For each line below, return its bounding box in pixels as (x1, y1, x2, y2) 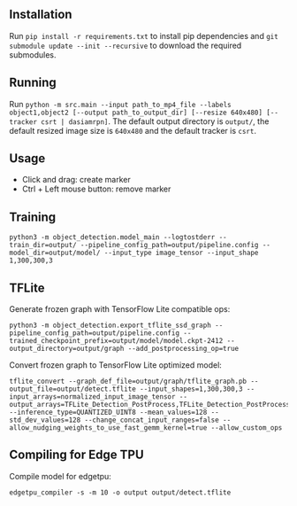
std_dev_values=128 (9, 416, 81, 424)
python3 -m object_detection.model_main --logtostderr (9, 233, 216, 242)
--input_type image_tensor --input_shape (103, 248, 259, 258)
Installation (9, 7, 72, 22)
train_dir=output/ (9, 241, 77, 250)
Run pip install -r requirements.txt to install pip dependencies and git (9, 30, 278, 41)
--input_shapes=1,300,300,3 (140, 385, 243, 393)
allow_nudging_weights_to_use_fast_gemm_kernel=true (9, 424, 208, 432)
